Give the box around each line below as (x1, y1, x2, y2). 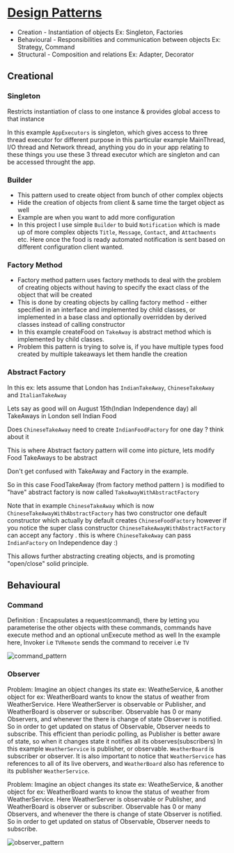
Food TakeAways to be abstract (7, 453, 97, 461)
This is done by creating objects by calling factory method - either (17, 298, 208, 307)
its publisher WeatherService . (7, 767, 90, 775)
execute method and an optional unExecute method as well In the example (7, 631, 221, 639)
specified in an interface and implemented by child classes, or (17, 305, 196, 314)
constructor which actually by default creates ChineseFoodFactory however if (7, 516, 227, 524)
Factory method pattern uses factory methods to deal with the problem (17, 276, 221, 284)
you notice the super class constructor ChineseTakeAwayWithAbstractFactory (7, 523, 226, 532)
